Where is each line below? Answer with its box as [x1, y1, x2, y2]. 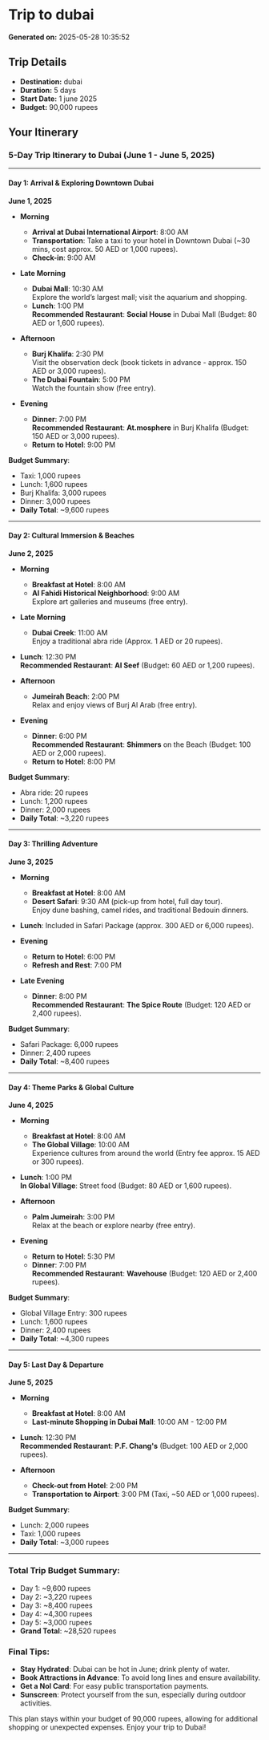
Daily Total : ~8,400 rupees [19, 1057, 110, 1066]
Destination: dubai [19, 76, 82, 86]
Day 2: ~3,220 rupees [19, 1592, 93, 1601]
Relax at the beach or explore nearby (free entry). [31, 1221, 196, 1231]
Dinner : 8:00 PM [31, 992, 87, 1001]
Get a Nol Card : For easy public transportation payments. [19, 1681, 210, 1691]
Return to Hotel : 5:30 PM [31, 1251, 116, 1261]
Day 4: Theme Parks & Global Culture [8, 1082, 134, 1092]
